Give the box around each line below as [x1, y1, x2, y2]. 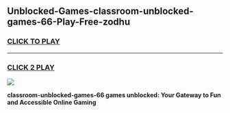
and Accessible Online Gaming [7, 98, 97, 106]
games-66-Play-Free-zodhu [7, 16, 131, 28]
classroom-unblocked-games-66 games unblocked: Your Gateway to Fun [7, 90, 221, 99]
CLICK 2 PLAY [7, 62, 55, 72]
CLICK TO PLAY [7, 37, 60, 47]
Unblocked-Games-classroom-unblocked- [7, 5, 194, 17]
